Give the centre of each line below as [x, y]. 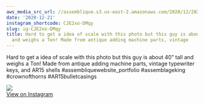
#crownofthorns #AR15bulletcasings [52, 76]
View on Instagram [30, 94]
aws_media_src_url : [31, 12]
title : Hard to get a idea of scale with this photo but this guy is [96, 34]
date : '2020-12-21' [31, 18]
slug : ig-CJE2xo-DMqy [34, 29]
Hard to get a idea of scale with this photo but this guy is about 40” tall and [100, 57]
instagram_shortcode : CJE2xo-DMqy [50, 23]
